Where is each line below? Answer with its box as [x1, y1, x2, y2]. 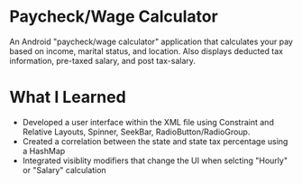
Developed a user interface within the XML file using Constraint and [22, 116, 275, 127]
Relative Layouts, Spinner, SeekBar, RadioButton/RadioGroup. [22, 126, 251, 137]
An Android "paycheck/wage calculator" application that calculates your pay [9, 36, 293, 47]
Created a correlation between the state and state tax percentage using [22, 135, 288, 146]
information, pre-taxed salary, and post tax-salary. [9, 55, 197, 66]
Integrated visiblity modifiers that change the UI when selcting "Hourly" [22, 155, 288, 166]
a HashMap [22, 145, 66, 156]
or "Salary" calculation [22, 164, 106, 175]
